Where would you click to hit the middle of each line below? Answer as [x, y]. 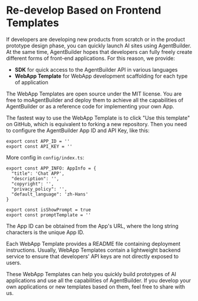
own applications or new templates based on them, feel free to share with [95, 286]
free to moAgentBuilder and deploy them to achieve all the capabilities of [95, 100]
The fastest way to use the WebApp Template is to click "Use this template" [98, 118]
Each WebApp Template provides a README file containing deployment [93, 244]
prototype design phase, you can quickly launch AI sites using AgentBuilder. [99, 46]
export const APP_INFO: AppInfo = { [51, 168]
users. [14, 262]
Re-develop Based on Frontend [84, 10]
